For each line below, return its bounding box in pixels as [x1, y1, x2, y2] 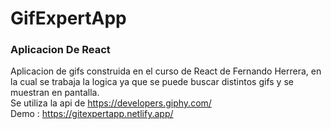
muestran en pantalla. [10, 87, 100, 99]
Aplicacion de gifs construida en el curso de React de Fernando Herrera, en [10, 65, 322, 77]
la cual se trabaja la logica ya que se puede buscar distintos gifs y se [10, 76, 294, 88]
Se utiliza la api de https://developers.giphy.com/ [10, 97, 212, 109]
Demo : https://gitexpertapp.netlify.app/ [10, 108, 174, 120]
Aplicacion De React [10, 43, 111, 57]
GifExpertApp [10, 7, 127, 30]
